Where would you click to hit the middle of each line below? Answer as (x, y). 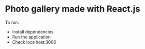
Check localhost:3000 (34, 42)
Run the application (31, 37)
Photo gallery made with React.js (72, 9)
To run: (12, 22)
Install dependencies (33, 32)
